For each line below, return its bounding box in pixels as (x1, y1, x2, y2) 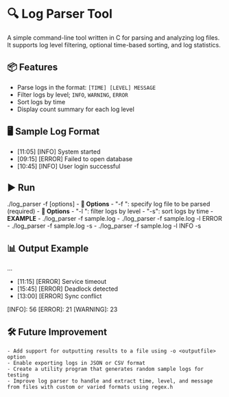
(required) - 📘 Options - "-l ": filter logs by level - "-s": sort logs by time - (7, 207, 214, 215)
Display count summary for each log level (16, 105, 135, 113)
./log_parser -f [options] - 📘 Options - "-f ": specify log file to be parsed (7, 200, 210, 208)
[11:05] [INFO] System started (16, 147, 101, 156)
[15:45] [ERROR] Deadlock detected (16, 285, 119, 293)
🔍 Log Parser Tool (7, 6, 113, 22)
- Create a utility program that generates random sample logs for (7, 365, 204, 372)
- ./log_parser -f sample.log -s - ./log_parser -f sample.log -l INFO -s (7, 221, 202, 230)
